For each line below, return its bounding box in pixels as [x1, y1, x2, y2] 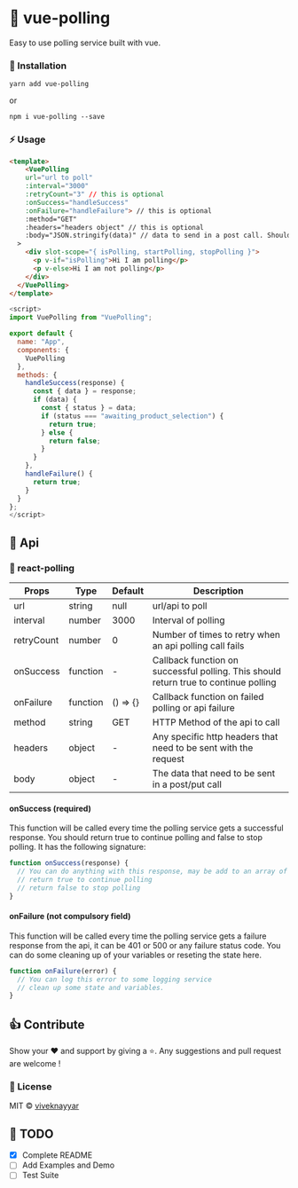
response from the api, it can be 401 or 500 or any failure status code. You [9, 940, 281, 950]
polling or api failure [152, 701, 235, 713]
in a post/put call [152, 778, 222, 791]
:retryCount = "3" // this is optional [25, 190, 165, 199]
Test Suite [21, 1170, 59, 1181]
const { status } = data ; [41, 404, 137, 413]
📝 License [9, 1080, 52, 1092]
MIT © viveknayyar [9, 1100, 80, 1112]
